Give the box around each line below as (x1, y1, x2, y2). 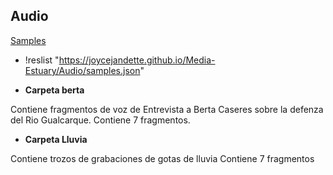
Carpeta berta (24, 84, 85, 96)
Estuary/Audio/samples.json (24, 64, 141, 76)
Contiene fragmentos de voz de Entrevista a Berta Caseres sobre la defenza (10, 103, 324, 115)
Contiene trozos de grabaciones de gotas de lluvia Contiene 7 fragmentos (10, 152, 315, 164)
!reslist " (24, 54, 60, 66)
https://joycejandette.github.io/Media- (58, 54, 216, 66)
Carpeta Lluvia (24, 133, 88, 145)
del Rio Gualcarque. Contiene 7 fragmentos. (10, 114, 191, 126)
